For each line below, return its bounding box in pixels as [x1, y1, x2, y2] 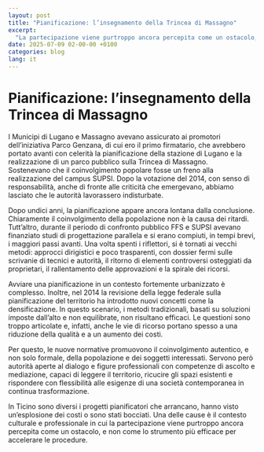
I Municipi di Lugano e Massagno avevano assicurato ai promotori [8, 131, 222, 141]
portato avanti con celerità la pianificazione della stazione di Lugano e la [8, 149, 242, 158]
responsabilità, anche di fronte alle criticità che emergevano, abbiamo [8, 182, 234, 191]
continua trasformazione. [8, 386, 90, 395]
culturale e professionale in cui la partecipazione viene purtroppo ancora [8, 418, 244, 428]
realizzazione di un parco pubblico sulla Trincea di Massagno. [8, 156, 208, 166]
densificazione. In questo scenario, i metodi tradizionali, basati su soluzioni [8, 304, 251, 314]
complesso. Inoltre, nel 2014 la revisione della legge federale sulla [8, 288, 222, 297]
